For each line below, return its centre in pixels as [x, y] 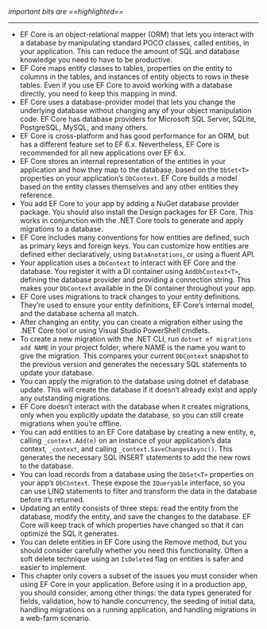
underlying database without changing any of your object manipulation [135, 110]
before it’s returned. [52, 500]
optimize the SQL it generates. [69, 533]
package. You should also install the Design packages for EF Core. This [137, 212]
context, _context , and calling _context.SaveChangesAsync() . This [126, 449]
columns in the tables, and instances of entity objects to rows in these [134, 76]
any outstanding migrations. [66, 398]
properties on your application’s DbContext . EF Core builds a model [128, 178]
